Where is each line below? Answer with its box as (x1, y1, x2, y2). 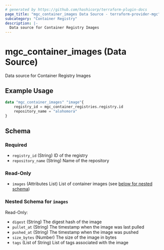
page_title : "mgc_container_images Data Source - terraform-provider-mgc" (5, 12, 161, 17)
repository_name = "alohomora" (14, 109, 78, 114)
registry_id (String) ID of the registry (12, 153, 88, 158)
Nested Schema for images (5, 198, 68, 205)
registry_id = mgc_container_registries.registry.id (14, 104, 123, 109)
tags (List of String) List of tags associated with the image (12, 239, 128, 245)
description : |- (5, 20, 38, 26)
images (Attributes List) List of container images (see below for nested (12, 181, 153, 187)
